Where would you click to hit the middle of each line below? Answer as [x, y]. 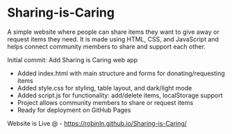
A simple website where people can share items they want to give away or [114, 32]
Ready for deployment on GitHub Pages [74, 110]
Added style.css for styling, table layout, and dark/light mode [105, 88]
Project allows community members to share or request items [105, 102]
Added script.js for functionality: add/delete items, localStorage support [120, 95]
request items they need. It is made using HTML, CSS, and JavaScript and [113, 39]
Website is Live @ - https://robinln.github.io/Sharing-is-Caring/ [97, 123]
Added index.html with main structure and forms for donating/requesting [121, 73]
